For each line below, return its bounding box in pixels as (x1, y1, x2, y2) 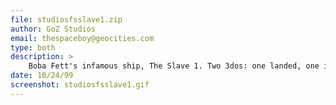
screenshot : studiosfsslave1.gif (10, 80, 150, 90)
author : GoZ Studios (10, 24, 97, 34)
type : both (10, 42, 56, 53)
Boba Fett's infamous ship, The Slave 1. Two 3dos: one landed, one (28, 61, 320, 71)
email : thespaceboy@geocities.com (10, 33, 155, 43)
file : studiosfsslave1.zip (10, 14, 123, 25)
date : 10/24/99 (10, 71, 74, 81)
